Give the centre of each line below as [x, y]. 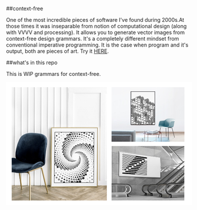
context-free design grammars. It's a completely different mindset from [93, 39]
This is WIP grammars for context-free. [54, 74]
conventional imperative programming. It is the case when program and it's [97, 45]
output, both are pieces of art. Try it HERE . [58, 51]
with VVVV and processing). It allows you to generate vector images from [95, 32]
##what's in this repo [32, 62]
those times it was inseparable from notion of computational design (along [96, 26]
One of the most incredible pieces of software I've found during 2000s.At [95, 20]
